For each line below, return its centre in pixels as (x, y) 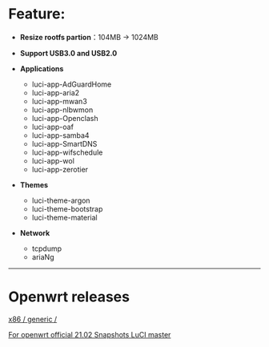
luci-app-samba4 (60, 135)
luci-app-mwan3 (60, 101)
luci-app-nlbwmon (62, 110)
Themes (34, 184)
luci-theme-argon (61, 200)
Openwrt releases (69, 297)
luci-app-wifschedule (67, 152)
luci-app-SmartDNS (64, 143)
